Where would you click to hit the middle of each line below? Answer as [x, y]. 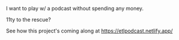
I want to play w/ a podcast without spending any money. [75, 8]
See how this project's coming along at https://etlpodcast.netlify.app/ [89, 31]
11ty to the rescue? [29, 19]
